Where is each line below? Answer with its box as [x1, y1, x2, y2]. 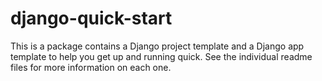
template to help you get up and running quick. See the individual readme [10, 50, 313, 62]
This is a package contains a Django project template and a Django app [10, 40, 305, 52]
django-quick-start [10, 7, 173, 30]
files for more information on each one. [10, 61, 172, 73]
